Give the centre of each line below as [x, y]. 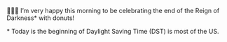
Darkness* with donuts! [41, 18]
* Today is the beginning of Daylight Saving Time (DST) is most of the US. [113, 31]
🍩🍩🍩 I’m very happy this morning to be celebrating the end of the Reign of [113, 11]
